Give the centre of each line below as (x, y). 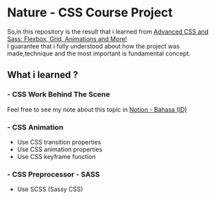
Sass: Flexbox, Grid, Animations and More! (67, 38)
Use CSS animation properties (60, 149)
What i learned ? (43, 75)
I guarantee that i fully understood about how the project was (94, 46)
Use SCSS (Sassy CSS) (50, 189)
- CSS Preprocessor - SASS (53, 174)
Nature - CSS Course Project (90, 13)
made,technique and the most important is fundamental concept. (99, 53)
